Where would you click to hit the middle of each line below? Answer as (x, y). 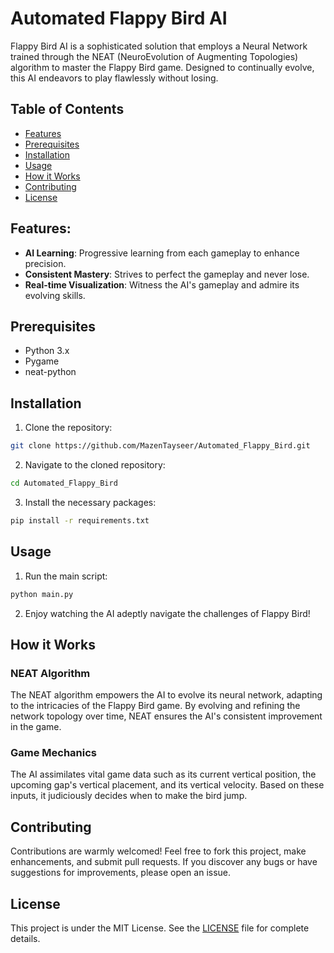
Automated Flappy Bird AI (119, 18)
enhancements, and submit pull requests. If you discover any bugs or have (164, 862)
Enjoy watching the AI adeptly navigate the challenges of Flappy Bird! (167, 613)
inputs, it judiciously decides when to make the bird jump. (129, 796)
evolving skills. (55, 295)
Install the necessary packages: (90, 502)
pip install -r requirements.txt (80, 520)
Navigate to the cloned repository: (95, 465)
